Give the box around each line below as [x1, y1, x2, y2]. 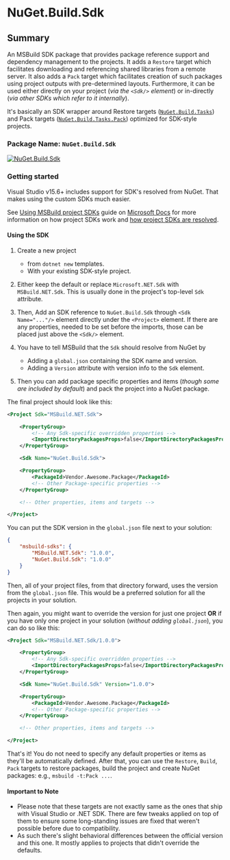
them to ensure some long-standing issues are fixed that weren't [16, 817, 200, 825]
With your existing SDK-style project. [27, 266, 131, 275]
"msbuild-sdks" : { [19, 544, 72, 550]
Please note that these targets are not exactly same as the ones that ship [16, 802, 222, 811]
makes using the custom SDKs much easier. [7, 194, 131, 203]
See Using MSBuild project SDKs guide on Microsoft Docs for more [7, 208, 196, 216]
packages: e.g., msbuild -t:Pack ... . [7, 771, 113, 780]
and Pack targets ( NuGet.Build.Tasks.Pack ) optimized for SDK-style [7, 115, 197, 123]
